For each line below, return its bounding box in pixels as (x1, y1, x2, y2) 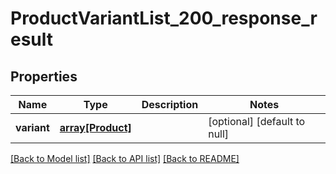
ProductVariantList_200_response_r (10, 7, 318, 30)
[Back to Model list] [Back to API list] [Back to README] (10, 153, 240, 164)
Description (141, 98, 199, 111)
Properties (10, 68, 78, 85)
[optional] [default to (208, 115, 306, 128)
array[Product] (59, 121, 132, 134)
